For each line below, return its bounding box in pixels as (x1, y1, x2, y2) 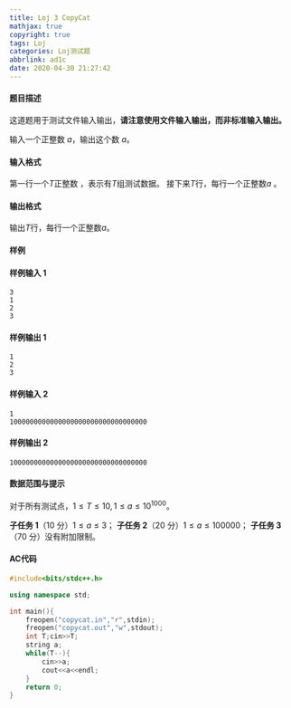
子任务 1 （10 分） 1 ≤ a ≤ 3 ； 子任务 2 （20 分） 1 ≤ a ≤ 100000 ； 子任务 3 (9, 520, 282, 531)
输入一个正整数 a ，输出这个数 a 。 (9, 134, 136, 145)
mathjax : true (9, 22, 63, 31)
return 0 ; (25, 683, 63, 692)
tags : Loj (9, 38, 47, 48)
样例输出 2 (9, 437, 49, 448)
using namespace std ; (9, 590, 91, 599)
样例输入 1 (9, 267, 47, 278)
